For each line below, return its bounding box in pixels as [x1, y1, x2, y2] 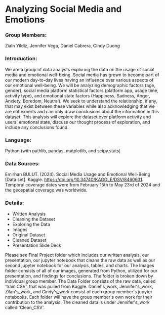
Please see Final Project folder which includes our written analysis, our [5, 252, 149, 258]
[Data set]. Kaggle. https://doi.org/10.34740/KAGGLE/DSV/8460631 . [5, 177, 144, 182]
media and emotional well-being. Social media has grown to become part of [5, 72, 160, 78]
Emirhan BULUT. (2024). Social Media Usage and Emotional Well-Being [5, 172, 151, 178]
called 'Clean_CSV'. [5, 304, 45, 310]
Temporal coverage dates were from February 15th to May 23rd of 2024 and [5, 182, 161, 188]
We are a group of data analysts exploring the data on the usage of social [5, 66, 155, 72]
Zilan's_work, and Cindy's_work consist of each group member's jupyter [5, 288, 153, 295]
